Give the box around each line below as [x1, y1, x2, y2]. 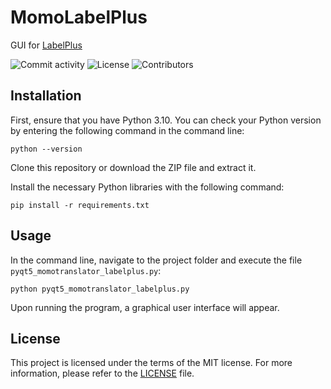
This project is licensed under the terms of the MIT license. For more [10, 357, 293, 369]
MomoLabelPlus [10, 6, 148, 29]
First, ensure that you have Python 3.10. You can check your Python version [10, 114, 322, 126]
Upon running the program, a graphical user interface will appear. [10, 301, 280, 313]
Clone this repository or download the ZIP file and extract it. [10, 161, 257, 173]
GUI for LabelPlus [10, 39, 83, 51]
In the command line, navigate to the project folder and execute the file [10, 254, 303, 266]
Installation [10, 87, 82, 105]
